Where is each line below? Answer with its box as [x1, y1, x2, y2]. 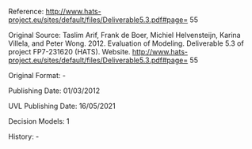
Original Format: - [8, 71, 66, 80]
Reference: [8, 7, 44, 16]
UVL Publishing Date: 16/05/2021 [8, 102, 116, 110]
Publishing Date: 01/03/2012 [8, 86, 101, 95]
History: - [8, 132, 40, 141]
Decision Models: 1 [8, 117, 70, 125]
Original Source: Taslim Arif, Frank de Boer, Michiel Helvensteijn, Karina [8, 31, 241, 39]
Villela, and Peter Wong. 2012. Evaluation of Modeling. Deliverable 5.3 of [8, 39, 244, 48]
